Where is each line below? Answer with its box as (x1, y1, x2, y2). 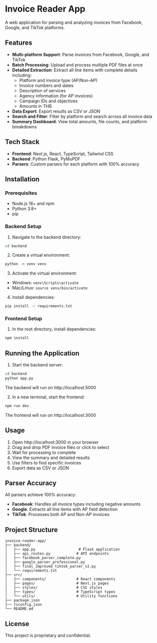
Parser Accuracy (5, 479, 57, 487)
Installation (5, 175, 40, 183)
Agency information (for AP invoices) (19, 93, 93, 99)
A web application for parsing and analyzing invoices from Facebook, (5, 19, 143, 25)
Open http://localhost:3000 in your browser (12, 439, 99, 445)
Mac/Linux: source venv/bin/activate (12, 285, 88, 291)
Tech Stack (5, 138, 40, 146)
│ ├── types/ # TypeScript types (5, 590, 116, 594)
